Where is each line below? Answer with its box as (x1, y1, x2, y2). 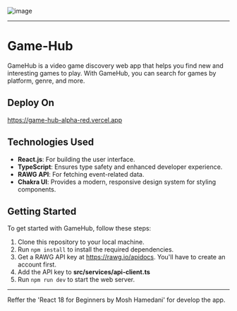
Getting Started (7, 205, 77, 217)
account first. (17, 260, 56, 269)
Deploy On (7, 97, 54, 109)
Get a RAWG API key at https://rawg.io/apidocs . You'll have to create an (17, 253, 226, 262)
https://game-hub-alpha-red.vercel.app (7, 115, 122, 124)
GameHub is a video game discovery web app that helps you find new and (7, 61, 224, 70)
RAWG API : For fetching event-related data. (17, 170, 145, 178)
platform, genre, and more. (7, 76, 85, 85)
